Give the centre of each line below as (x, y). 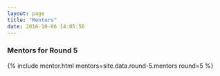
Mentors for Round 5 (43, 50)
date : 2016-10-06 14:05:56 (46, 26)
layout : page (26, 13)
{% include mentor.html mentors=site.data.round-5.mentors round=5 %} (110, 66)
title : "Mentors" (32, 20)
